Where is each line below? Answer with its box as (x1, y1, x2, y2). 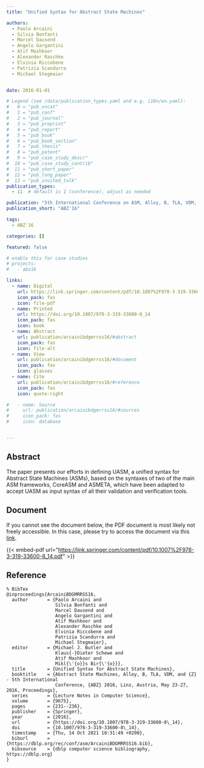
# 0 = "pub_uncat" (6, 104, 59, 110)
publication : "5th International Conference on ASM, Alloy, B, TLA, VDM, (6, 200, 197, 206)
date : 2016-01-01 (6, 87, 50, 93)
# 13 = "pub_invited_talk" (6, 177, 78, 183)
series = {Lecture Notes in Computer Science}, (12, 692, 151, 699)
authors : (6, 19, 29, 26)
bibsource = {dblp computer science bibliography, (12, 746, 151, 752)
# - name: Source (6, 401, 56, 408)
